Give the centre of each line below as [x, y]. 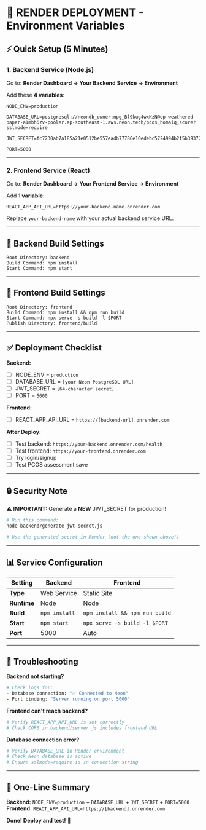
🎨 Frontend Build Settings [56, 293]
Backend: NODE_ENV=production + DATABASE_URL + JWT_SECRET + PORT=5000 [98, 802]
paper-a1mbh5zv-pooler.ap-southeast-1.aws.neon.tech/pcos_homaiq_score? [101, 122]
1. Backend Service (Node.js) [50, 69]
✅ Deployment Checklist [54, 348]
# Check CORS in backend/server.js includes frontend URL [82, 728]
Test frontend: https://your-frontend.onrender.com [80, 451]
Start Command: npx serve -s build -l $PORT [64, 318]
